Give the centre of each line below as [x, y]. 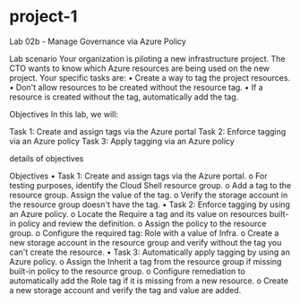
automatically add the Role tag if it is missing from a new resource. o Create [149, 281]
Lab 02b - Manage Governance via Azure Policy [98, 41]
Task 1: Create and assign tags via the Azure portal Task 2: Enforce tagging [148, 131]
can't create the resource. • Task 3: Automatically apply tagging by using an [150, 252]
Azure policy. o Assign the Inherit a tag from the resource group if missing [146, 261]
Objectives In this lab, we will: [64, 114]
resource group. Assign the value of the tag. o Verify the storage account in [149, 195]
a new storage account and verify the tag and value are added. [125, 290]
